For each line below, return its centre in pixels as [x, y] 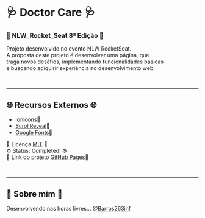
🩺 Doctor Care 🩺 [51, 12]
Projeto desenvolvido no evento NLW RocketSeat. [69, 49]
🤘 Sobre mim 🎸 [34, 194]
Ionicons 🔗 [28, 119]
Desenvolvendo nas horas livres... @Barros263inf [69, 209]
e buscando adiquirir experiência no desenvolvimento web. [81, 68]
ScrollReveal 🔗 [33, 126]
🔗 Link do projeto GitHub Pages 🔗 [48, 157]
